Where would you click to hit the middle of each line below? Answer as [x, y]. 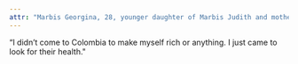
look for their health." [48, 51]
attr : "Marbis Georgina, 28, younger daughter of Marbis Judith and [138, 17]
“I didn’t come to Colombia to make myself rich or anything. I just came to [143, 42]
